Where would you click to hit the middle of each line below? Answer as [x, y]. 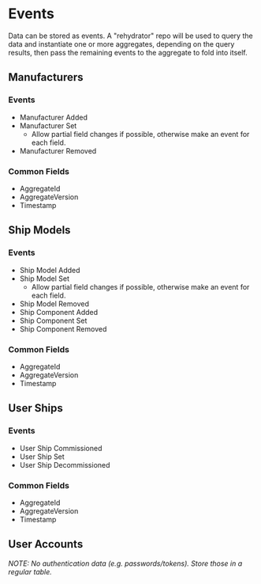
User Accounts [46, 544]
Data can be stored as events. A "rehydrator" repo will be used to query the [131, 36]
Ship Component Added [59, 312]
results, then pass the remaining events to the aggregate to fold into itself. [128, 52]
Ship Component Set [53, 320]
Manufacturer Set [48, 125]
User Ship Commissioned [61, 448]
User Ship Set [42, 457]
